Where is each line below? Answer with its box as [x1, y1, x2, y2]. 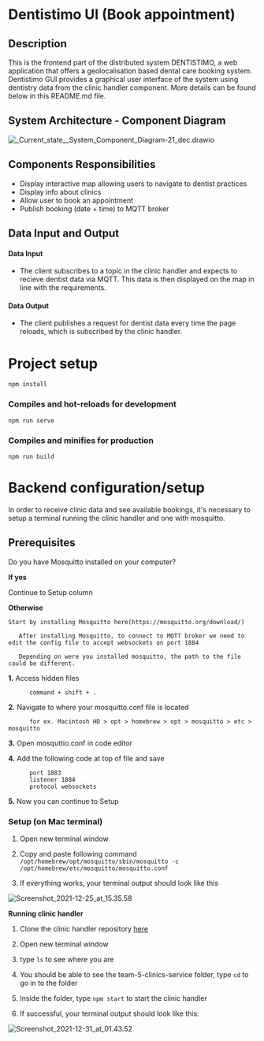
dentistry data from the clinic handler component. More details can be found [8, 83, 256, 92]
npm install [8, 381, 47, 389]
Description [8, 37, 67, 50]
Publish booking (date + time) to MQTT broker [19, 203, 169, 214]
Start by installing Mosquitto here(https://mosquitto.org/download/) [8, 618, 245, 626]
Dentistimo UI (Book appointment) [8, 6, 236, 24]
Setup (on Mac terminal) [8, 816, 103, 827]
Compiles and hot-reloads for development [8, 399, 177, 410]
